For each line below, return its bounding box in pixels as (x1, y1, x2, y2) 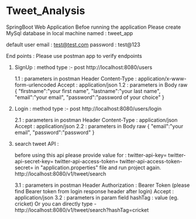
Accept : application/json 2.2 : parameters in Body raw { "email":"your (14, 122, 183, 129)
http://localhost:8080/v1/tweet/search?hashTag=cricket (14, 206, 149, 213)
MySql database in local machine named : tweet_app (6, 29, 133, 36)
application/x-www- (137, 75, 187, 82)
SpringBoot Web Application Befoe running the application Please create (6, 23, 181, 30)
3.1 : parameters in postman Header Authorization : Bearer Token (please (14, 182, 190, 189)
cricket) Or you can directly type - (14, 200, 97, 207)
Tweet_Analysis (6, 4, 85, 18)
